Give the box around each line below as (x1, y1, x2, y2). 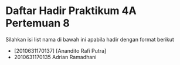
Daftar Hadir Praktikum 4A (5, 4, 137, 18)
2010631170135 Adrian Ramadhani (13, 53, 97, 60)
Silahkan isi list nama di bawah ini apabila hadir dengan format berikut (5, 36, 174, 43)
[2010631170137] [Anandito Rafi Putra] (13, 47, 107, 54)
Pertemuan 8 (5, 16, 70, 30)
